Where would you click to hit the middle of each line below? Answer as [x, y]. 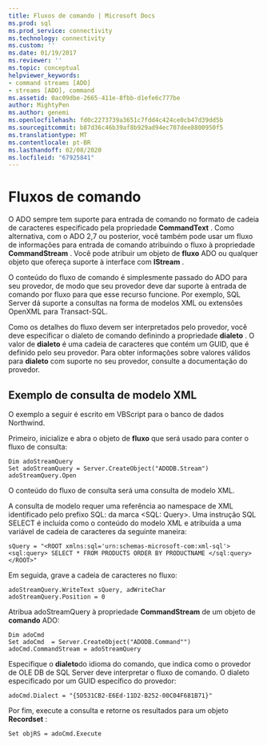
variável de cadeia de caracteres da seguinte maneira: [98, 531]
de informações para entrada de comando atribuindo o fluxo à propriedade [132, 245]
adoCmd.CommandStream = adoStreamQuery [75, 649]
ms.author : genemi [39, 113]
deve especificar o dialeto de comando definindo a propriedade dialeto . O [132, 336]
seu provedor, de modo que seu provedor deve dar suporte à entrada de [128, 286]
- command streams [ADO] [50, 83]
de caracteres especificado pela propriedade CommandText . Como [121, 228]
